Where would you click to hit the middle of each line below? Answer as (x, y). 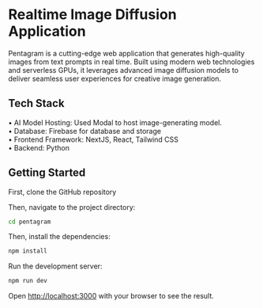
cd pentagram (30, 222)
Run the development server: (55, 266)
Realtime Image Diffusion (92, 15)
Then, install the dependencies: (59, 237)
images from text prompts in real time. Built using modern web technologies (131, 62)
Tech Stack (36, 103)
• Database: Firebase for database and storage (85, 131)
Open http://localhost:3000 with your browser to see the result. (111, 296)
